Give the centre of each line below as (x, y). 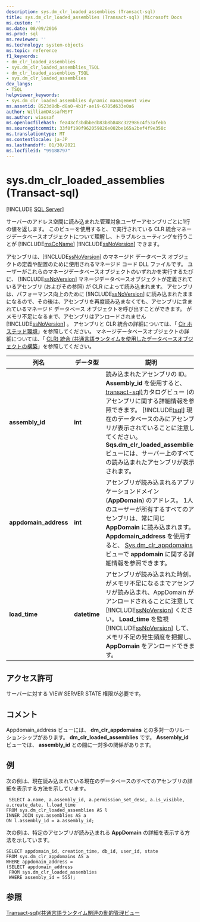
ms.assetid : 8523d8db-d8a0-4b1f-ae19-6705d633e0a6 (70, 106)
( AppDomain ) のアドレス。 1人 (149, 501)
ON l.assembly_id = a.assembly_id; (50, 820)
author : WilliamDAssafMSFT (40, 112)
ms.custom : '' (24, 23)
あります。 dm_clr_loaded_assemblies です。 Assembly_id (115, 737)
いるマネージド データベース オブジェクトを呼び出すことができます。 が (104, 309)
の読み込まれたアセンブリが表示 (150, 462)
